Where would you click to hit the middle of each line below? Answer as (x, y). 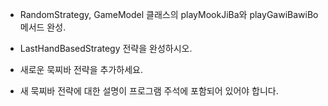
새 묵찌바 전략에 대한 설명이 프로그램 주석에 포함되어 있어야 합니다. (149, 91)
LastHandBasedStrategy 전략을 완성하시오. (106, 48)
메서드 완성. (43, 27)
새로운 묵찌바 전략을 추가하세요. (81, 69)
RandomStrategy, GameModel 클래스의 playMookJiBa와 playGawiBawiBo (169, 14)
